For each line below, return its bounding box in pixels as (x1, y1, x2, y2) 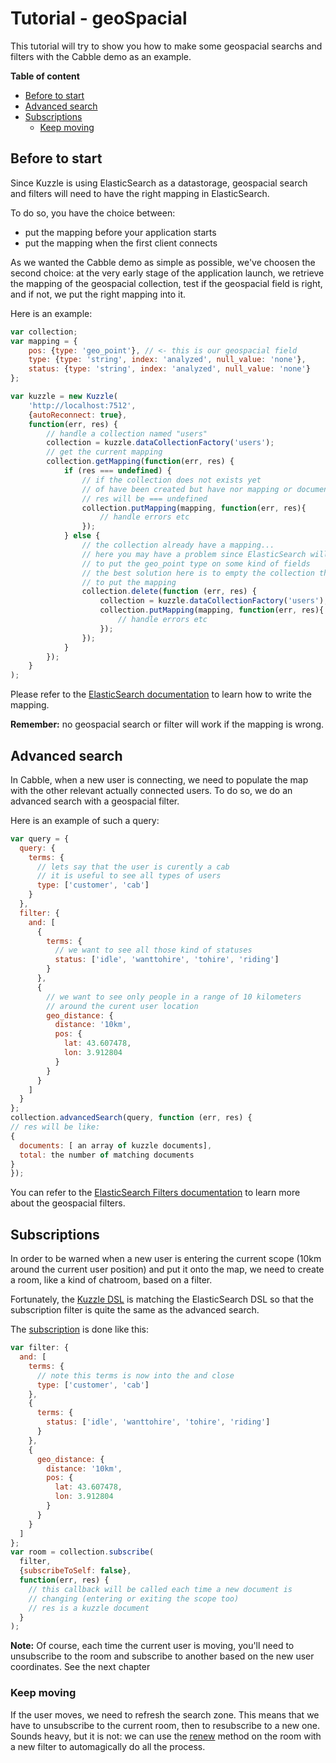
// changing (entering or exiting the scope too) (28, 1593, 240, 1604)
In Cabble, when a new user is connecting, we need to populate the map (10, 773, 309, 786)
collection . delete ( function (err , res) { (81, 587, 257, 597)
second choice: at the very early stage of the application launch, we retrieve (10, 267, 325, 279)
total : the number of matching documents (19, 1150, 195, 1160)
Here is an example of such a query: (10, 814, 160, 826)
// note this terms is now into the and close (36, 1370, 235, 1381)
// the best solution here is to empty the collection (81, 568, 315, 578)
